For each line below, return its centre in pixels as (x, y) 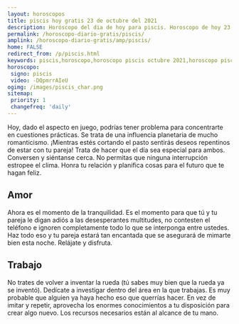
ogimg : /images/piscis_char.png (55, 87)
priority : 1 (28, 101)
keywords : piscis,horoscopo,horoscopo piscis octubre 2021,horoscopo (113, 61)
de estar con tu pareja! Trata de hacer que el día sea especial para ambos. (116, 150)
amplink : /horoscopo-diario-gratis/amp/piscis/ (79, 41)
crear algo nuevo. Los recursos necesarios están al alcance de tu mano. (113, 313)
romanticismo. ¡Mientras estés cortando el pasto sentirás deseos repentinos (119, 142)
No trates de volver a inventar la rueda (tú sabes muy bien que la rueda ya (116, 282)
